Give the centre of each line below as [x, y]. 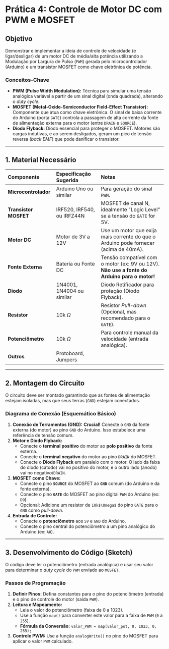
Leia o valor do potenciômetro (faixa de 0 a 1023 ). [72, 610]
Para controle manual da [130, 333]
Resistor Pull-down [124, 305]
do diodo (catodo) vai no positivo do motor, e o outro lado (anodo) [89, 467]
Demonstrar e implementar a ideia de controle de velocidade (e [71, 51]
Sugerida [67, 180]
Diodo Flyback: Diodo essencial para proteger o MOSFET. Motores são [86, 128]
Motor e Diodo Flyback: [37, 441]
